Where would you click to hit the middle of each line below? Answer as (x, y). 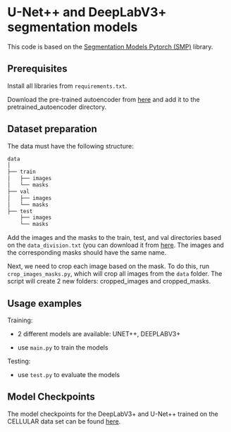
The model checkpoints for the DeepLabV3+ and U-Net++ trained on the (113, 414)
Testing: (19, 361)
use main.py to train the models (63, 348)
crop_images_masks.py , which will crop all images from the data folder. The (115, 274)
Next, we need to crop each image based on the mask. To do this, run (108, 266)
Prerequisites (37, 69)
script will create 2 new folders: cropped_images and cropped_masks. (109, 281)
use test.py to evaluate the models (69, 375)
